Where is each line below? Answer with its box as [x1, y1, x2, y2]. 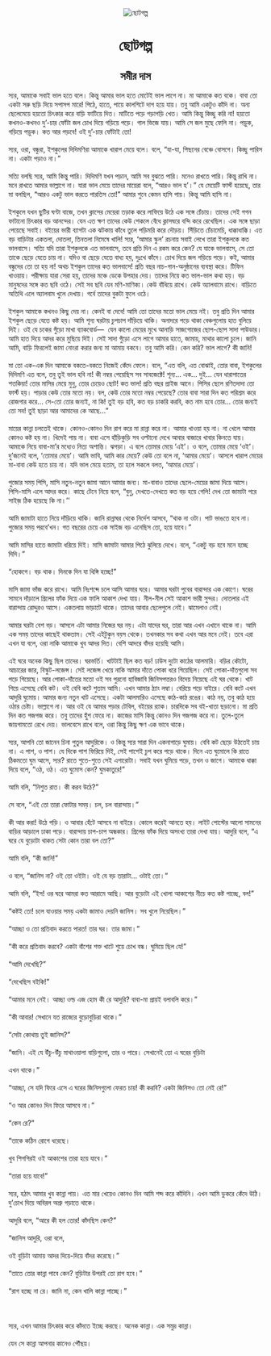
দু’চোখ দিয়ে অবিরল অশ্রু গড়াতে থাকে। [8, 1198, 97, 1207]
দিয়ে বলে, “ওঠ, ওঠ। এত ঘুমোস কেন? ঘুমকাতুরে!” [8, 764, 125, 774]
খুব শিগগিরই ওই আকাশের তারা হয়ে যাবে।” [8, 1153, 108, 1163]
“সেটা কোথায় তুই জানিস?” [8, 1030, 71, 1040]
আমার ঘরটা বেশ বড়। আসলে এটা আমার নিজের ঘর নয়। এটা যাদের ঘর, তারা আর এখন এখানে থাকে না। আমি [8, 621, 256, 630]
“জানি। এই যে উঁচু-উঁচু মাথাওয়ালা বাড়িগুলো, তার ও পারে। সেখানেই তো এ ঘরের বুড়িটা [8, 1048, 206, 1057]
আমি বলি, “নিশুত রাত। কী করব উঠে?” [8, 782, 99, 792]
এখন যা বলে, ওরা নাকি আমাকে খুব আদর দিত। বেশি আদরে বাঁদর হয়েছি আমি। [8, 638, 186, 648]
